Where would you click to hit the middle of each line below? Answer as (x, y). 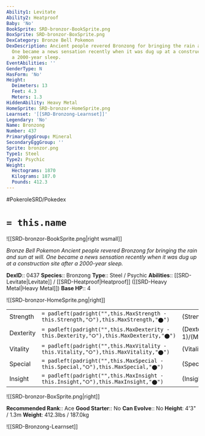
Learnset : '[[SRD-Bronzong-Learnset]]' (57, 114)
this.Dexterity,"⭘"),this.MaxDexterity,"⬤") (109, 336)
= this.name (37, 223)
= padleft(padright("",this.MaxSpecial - (103, 361)
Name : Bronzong (26, 126)
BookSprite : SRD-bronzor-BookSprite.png (59, 29)
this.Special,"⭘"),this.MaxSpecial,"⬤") (103, 367)
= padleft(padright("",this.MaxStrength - (104, 313)
